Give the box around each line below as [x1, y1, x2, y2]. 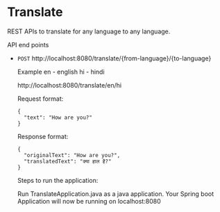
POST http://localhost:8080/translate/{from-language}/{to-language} [17, 54, 212, 63]
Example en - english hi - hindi [17, 67, 105, 76]
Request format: [17, 95, 64, 103]
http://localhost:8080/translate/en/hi [17, 81, 122, 89]
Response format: [17, 132, 69, 140]
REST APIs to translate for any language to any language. [7, 27, 171, 35]
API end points [7, 40, 49, 49]
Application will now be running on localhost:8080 [17, 197, 161, 205]
